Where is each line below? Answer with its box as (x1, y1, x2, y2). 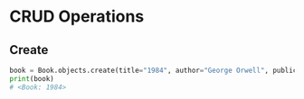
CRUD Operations (9, 6, 145, 27)
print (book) (9, 74, 54, 83)
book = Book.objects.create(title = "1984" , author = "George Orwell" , (9, 66, 270, 75)
